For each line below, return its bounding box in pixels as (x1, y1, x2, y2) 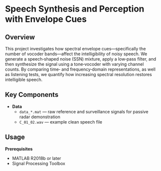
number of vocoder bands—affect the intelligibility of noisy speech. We (5, 51, 147, 57)
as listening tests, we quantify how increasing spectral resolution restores (5, 72, 152, 77)
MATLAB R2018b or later (12, 155, 62, 161)
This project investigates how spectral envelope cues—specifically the (5, 46, 146, 51)
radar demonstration (19, 114, 61, 120)
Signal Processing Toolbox (12, 160, 65, 166)
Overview (5, 33, 35, 41)
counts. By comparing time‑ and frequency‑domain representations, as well (5, 66, 156, 72)
